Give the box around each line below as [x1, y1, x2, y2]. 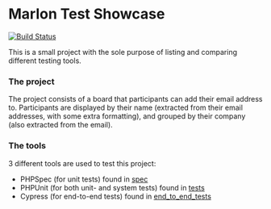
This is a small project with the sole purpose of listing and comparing [8, 47, 238, 56]
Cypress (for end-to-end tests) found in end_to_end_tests [19, 191, 212, 201]
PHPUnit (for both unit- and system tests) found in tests [19, 182, 206, 192]
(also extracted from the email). [8, 120, 113, 130]
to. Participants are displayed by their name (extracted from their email [8, 102, 244, 113]
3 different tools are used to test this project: [8, 158, 156, 168]
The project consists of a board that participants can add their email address [8, 94, 263, 104]
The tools [8, 140, 47, 152]
